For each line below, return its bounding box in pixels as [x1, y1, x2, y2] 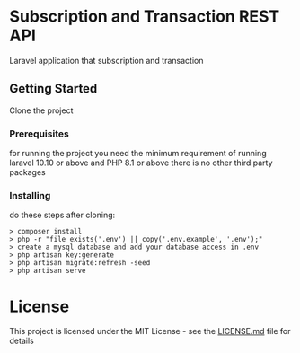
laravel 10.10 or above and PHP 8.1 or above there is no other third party [9, 157, 273, 168]
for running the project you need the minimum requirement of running [9, 148, 267, 159]
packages [9, 167, 47, 178]
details [9, 335, 34, 347]
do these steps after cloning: [9, 209, 116, 221]
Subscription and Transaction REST [9, 6, 280, 27]
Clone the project [9, 105, 74, 116]
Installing [9, 189, 51, 201]
